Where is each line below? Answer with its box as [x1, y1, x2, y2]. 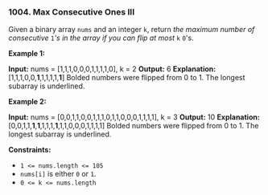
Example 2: [8, 97, 47, 107]
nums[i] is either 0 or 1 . [19, 169, 97, 179]
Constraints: [8, 145, 52, 155]
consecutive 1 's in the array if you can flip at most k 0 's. [8, 33, 195, 43]
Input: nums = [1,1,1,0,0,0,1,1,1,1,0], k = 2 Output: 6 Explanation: [8, 64, 216, 74]
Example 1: [8, 49, 46, 59]
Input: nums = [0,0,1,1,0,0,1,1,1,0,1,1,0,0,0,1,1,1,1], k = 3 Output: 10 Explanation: [8, 112, 260, 122]
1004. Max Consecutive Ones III [8, 6, 135, 18]
